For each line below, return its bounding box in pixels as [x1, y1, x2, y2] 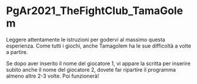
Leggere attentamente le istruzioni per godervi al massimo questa [6, 36, 166, 43]
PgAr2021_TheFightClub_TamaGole [6, 4, 183, 18]
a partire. [6, 48, 28, 55]
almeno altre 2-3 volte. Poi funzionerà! [6, 72, 99, 79]
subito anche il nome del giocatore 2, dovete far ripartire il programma [6, 66, 176, 73]
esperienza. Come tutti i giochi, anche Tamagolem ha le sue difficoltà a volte [6, 42, 191, 49]
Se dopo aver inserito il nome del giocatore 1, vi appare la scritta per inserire [6, 60, 191, 67]
